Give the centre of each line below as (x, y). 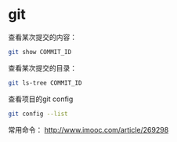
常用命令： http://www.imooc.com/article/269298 (88, 129)
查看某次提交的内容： (42, 37)
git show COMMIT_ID (40, 52)
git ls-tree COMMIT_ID (45, 83)
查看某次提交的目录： (42, 67)
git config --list (38, 114)
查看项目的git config (41, 99)
